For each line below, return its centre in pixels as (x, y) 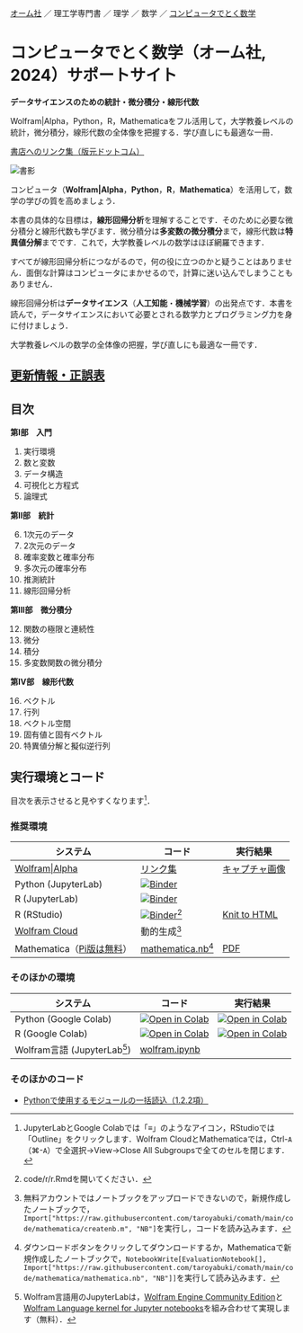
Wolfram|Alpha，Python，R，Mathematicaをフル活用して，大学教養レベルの (152, 120)
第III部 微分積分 (41, 610)
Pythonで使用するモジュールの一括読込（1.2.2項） (116, 1100)
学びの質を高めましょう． (73, 200)
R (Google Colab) (51, 1034)
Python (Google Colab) (63, 1018)
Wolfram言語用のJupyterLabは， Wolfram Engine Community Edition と (153, 1297)
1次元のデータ (49, 535)
